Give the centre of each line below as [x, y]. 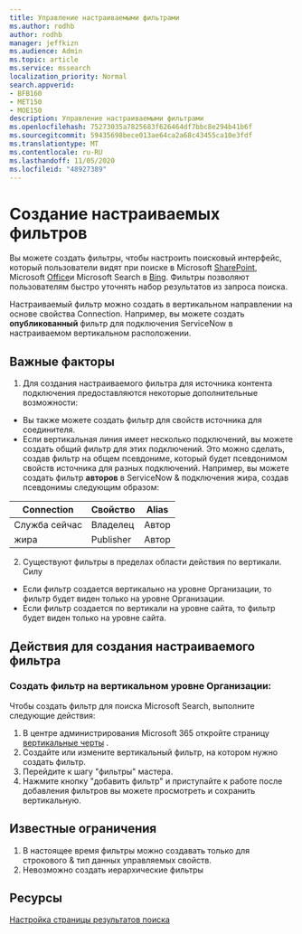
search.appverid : [42, 85]
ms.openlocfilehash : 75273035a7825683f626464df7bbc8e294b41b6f [131, 127]
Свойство [113, 510]
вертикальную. [52, 800]
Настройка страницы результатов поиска [90, 920]
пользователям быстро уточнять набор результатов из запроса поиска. [148, 287]
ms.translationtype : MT [54, 144]
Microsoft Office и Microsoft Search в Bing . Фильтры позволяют [129, 278]
